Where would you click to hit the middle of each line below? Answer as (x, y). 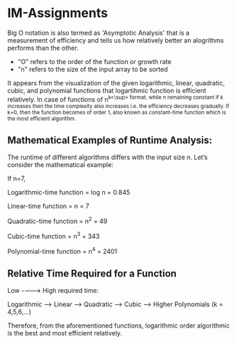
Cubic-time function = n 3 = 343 (54, 236)
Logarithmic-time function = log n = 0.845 (69, 193)
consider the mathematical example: (60, 165)
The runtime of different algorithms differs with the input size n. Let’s (108, 157)
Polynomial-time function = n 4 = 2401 (62, 250)
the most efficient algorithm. (42, 119)
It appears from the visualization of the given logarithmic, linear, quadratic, (116, 82)
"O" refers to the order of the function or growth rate (94, 61)
